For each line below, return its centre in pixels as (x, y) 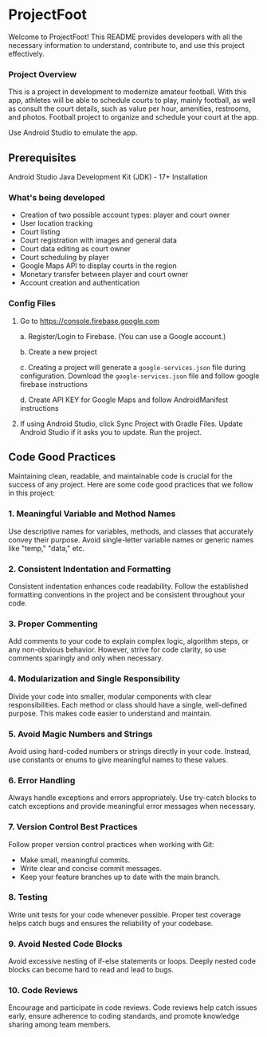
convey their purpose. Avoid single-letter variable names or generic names (131, 539)
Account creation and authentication (80, 283)
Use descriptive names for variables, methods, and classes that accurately (131, 531)
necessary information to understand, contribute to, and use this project (126, 45)
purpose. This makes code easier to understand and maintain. (110, 713)
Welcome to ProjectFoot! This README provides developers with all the (126, 37)
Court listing (40, 232)
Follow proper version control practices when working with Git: (112, 844)
